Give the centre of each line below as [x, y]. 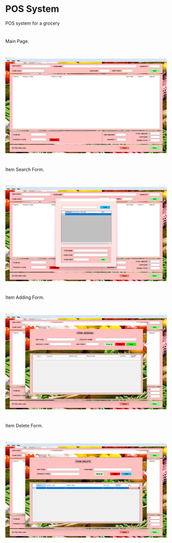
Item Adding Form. [25, 297]
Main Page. [17, 41]
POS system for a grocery [33, 23]
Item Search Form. [25, 169]
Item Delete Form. [24, 426]
